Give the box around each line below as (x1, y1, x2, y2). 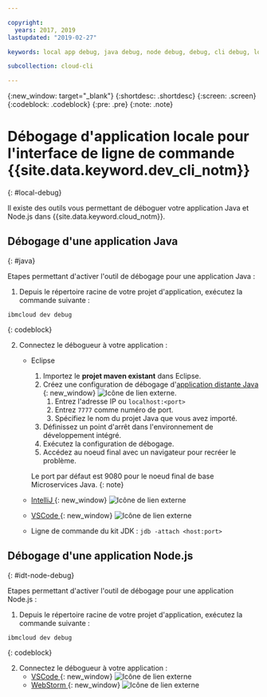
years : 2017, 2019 (14, 26, 77, 34)
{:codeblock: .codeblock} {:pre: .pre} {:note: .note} (7, 100, 173, 109)
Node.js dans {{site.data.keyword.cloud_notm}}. (7, 212, 166, 222)
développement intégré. (42, 430, 122, 439)
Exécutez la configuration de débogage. (42, 439, 175, 448)
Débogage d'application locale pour (7, 128, 249, 146)
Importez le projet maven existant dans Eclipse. (42, 371, 202, 380)
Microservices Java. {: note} (30, 479, 124, 489)
